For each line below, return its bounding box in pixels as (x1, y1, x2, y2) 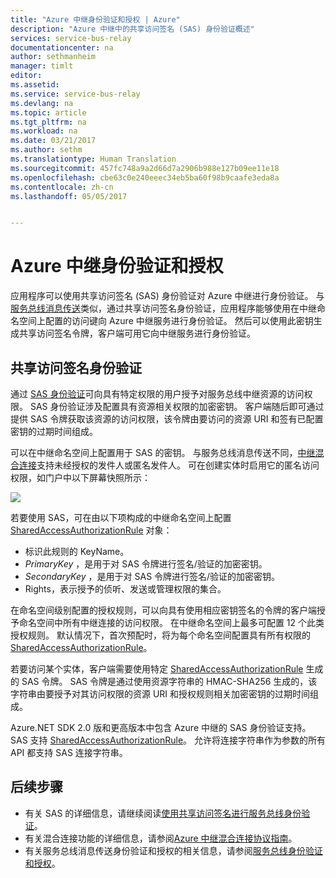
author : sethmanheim (10, 52, 97, 62)
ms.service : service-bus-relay (10, 89, 141, 99)
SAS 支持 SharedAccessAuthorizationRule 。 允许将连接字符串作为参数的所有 (10, 734, 326, 746)
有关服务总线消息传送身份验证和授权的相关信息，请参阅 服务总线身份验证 (24, 844, 323, 856)
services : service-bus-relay (10, 33, 132, 43)
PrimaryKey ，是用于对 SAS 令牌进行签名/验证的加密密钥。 (24, 558, 268, 570)
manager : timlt (10, 61, 74, 71)
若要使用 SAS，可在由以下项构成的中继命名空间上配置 (10, 512, 232, 523)
